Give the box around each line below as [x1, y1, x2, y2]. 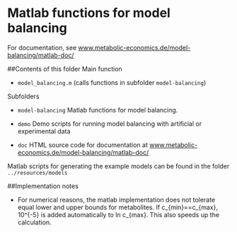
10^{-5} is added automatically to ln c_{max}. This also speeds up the [17, 210, 220, 219]
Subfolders [7, 92, 40, 100]
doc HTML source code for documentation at [17, 140, 149, 149]
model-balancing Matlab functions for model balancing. [17, 105, 178, 114]
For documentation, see [7, 43, 77, 52]
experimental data [17, 127, 71, 135]
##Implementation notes [7, 182, 79, 190]
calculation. [17, 218, 52, 226]
